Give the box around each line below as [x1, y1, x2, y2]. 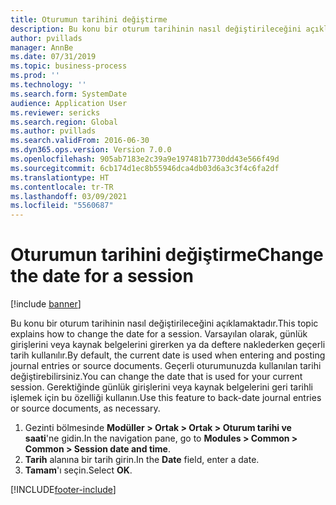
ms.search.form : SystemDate [10, 89, 128, 99]
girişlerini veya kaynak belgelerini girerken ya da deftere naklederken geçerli [10, 339, 326, 351]
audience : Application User [10, 98, 128, 108]
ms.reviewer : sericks [10, 107, 101, 118]
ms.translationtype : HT [10, 172, 110, 183]
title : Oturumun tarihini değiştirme [10, 14, 168, 25]
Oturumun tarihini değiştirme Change [10, 244, 324, 266]
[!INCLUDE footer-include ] [10, 484, 117, 496]
